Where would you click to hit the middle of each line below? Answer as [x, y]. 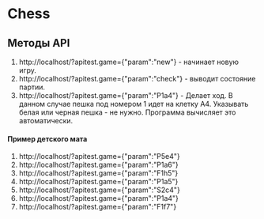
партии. [32, 87]
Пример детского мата [47, 138]
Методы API [39, 43]
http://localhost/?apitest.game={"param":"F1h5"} [98, 173]
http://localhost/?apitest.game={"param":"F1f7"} [98, 207]
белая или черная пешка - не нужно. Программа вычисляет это [127, 112]
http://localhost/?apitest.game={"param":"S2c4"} [100, 190]
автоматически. [46, 121]
